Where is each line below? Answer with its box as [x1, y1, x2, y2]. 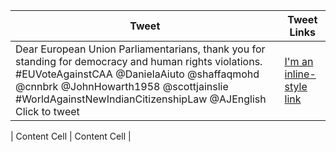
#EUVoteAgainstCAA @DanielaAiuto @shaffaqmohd [15, 67, 260, 81]
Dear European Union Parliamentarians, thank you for [15, 42, 266, 56]
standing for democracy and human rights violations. [15, 55, 263, 68]
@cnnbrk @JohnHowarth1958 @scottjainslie [15, 80, 229, 93]
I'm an [284, 55, 314, 68]
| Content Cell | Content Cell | [10, 130, 132, 142]
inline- [284, 67, 317, 81]
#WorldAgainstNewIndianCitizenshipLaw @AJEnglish [15, 92, 267, 106]
